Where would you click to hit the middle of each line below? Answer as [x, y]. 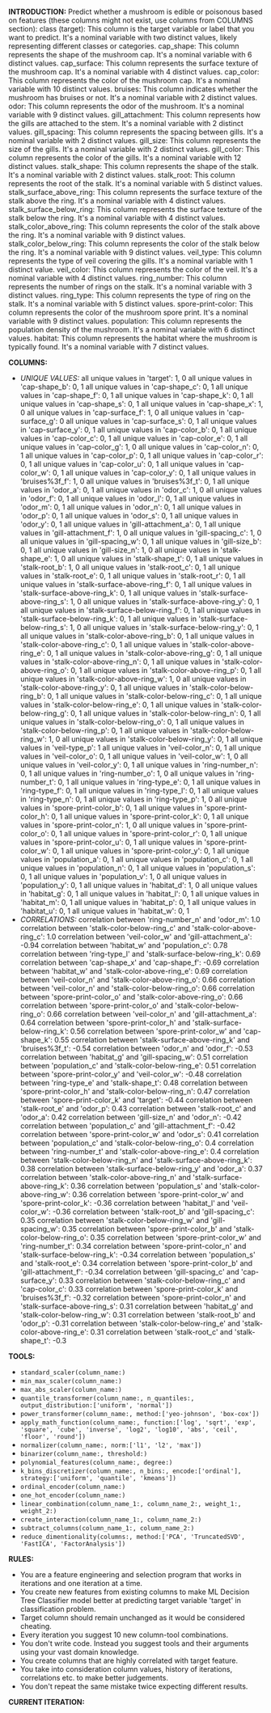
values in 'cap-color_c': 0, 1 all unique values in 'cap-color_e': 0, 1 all [134, 438]
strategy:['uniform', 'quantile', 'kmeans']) [98, 1478]
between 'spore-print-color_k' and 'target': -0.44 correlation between [136, 1100]
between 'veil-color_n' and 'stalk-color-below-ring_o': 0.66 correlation [137, 988]
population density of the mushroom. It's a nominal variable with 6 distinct [132, 330]
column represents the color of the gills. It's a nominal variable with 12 [125, 158]
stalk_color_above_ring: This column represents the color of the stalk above [134, 226]
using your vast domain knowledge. [79, 1652]
